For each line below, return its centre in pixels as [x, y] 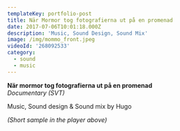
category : [22, 53]
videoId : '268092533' [39, 46]
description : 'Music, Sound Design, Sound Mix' [78, 33]
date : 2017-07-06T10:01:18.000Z [54, 26]
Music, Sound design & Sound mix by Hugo [69, 106]
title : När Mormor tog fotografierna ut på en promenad [90, 20]
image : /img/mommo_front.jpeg [51, 40]
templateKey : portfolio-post [50, 14]
